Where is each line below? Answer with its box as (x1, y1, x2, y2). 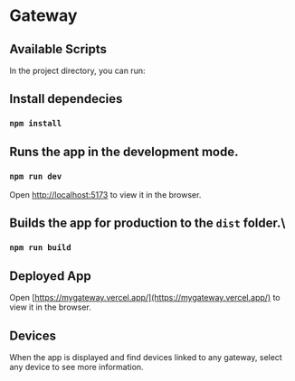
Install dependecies (9, 91, 123, 107)
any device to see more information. (9, 361, 144, 372)
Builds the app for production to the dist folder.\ (9, 216, 286, 231)
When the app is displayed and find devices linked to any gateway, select (9, 351, 282, 362)
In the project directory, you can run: (9, 65, 146, 76)
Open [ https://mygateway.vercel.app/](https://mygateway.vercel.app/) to (9, 293, 281, 303)
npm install (9, 118, 62, 129)
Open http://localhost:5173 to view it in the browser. (9, 190, 202, 200)
